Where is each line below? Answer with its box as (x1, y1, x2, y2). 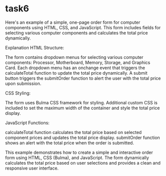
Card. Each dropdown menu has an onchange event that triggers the (5, 65, 145, 71)
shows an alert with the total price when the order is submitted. (5, 139, 134, 146)
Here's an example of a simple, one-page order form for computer (5, 19, 140, 25)
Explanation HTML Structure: (5, 44, 64, 50)
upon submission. (5, 80, 42, 87)
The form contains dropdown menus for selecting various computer (5, 54, 144, 60)
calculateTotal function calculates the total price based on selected (5, 129, 142, 135)
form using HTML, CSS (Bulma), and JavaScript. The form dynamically (5, 154, 150, 161)
